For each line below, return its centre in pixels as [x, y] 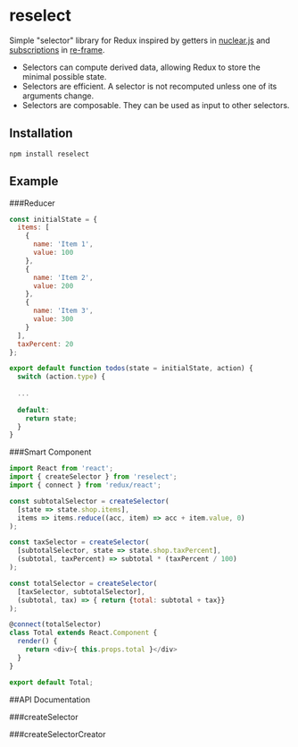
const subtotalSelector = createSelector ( [89, 501]
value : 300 [53, 319]
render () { [37, 641]
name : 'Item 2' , [63, 277]
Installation [41, 134]
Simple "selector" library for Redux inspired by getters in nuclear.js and [140, 40]
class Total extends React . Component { [83, 633]
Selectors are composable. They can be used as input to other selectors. [156, 105]
